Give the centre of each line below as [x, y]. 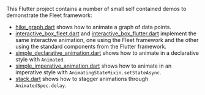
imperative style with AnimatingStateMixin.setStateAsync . [88, 72]
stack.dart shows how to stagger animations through [82, 79]
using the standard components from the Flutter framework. [91, 46]
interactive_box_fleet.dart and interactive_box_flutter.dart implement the [106, 33]
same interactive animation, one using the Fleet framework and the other [107, 40]
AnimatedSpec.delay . [41, 85]
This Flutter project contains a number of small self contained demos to [96, 9]
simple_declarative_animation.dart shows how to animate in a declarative [107, 53]
